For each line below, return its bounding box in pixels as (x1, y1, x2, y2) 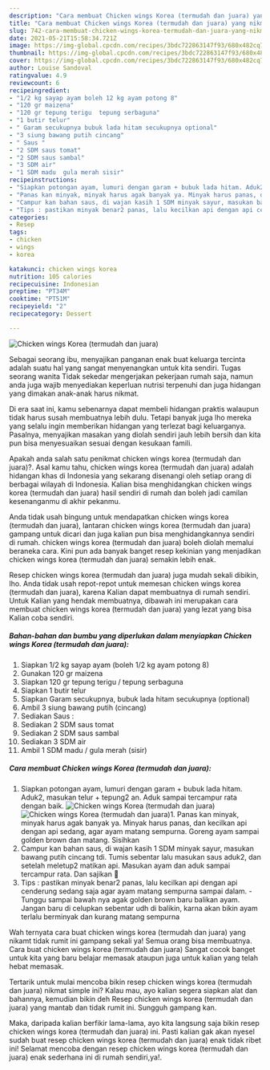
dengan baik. (20, 800, 65, 811)
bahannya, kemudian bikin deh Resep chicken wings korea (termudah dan (9, 994, 253, 1003)
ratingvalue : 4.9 (9, 71, 67, 79)
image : (9, 42, 31, 50)
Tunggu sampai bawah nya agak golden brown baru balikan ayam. (20, 894, 240, 904)
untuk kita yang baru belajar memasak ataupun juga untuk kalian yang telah (9, 953, 259, 962)
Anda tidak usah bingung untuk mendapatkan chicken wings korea (9, 511, 229, 522)
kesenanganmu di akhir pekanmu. (9, 496, 121, 506)
